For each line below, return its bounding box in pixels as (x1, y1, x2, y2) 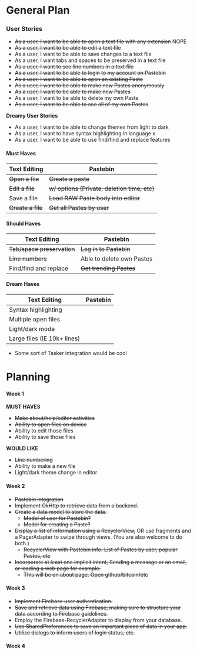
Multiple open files (9, 315, 61, 324)
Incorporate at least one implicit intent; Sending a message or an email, (14, 558, 187, 565)
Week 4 (6, 642, 25, 650)
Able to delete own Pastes (80, 255, 153, 263)
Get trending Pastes (80, 264, 136, 272)
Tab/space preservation (9, 245, 75, 253)
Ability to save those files (14, 434, 76, 441)
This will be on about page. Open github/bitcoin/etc (23, 571, 148, 578)
